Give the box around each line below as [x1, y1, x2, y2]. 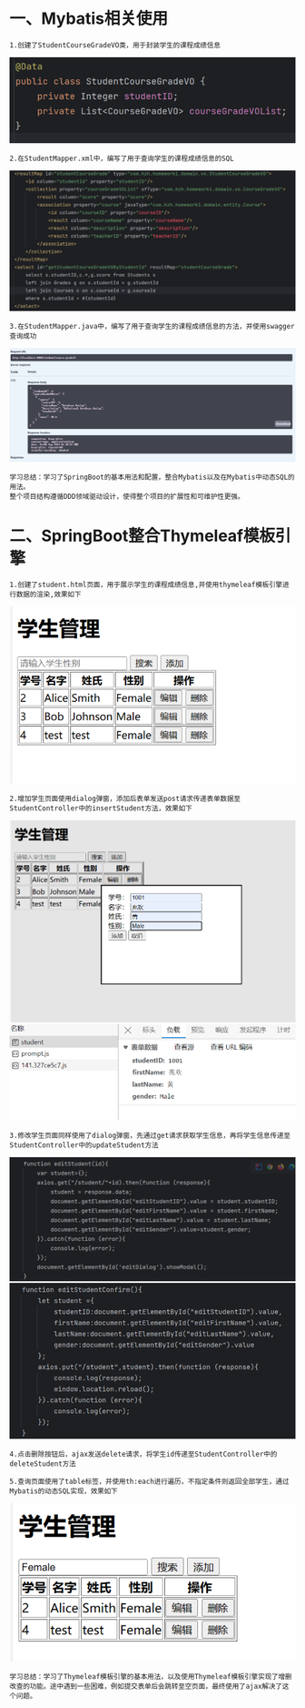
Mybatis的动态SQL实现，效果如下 [9, 1487, 118, 1496]
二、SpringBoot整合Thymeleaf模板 [9, 525, 276, 546]
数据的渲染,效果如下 [15, 590, 82, 599]
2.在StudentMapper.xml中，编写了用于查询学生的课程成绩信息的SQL [9, 154, 234, 164]
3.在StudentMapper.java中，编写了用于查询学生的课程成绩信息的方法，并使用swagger [9, 322, 295, 331]
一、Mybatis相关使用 [9, 8, 169, 29]
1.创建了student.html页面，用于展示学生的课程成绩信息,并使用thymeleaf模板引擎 [9, 580, 283, 590]
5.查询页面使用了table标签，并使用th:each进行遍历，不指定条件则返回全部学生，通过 [9, 1477, 290, 1487]
